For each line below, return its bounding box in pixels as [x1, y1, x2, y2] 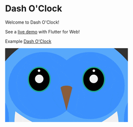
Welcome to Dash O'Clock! [5, 19, 60, 25]
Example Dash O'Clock [5, 38, 52, 44]
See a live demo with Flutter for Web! [5, 29, 80, 34]
